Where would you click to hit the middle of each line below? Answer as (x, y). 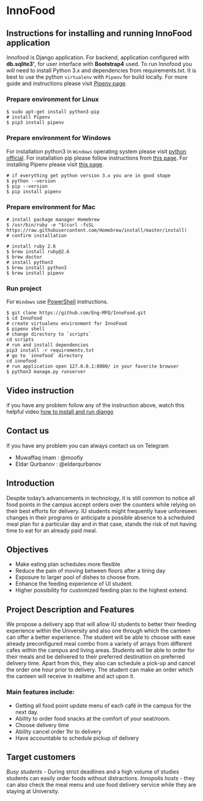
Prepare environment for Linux (53, 99)
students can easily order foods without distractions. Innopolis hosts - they (101, 778)
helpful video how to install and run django (60, 412)
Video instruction (40, 390)
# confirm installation (37, 235)
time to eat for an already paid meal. (52, 530)
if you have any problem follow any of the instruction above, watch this (95, 405)
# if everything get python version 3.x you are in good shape (89, 175)
